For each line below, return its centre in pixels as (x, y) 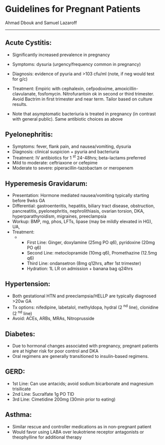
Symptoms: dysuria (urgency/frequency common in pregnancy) (76, 64)
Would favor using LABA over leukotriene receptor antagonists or (78, 432)
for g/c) (20, 79)
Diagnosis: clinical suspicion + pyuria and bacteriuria (66, 152)
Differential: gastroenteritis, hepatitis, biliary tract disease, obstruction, (83, 206)
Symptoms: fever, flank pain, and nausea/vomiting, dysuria (72, 146)
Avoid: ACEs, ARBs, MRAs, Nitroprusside (53, 318)
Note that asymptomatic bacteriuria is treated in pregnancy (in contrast (84, 114)
